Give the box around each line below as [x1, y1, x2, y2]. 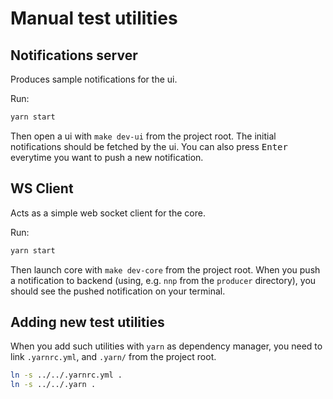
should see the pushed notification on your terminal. [10, 285, 226, 297]
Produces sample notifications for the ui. [10, 73, 178, 85]
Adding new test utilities [10, 313, 165, 331]
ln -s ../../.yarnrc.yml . [10, 370, 123, 381]
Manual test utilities [10, 7, 178, 30]
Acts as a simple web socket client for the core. [10, 207, 206, 219]
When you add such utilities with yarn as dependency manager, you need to [10, 340, 323, 352]
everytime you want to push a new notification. [10, 151, 204, 163]
